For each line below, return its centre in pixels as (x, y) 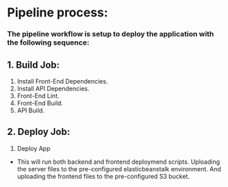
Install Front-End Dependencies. (62, 81)
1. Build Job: (34, 65)
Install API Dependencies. (53, 88)
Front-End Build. (40, 103)
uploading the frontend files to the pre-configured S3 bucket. (103, 176)
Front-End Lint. (38, 96)
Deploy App (34, 148)
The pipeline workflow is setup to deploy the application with (111, 34)
